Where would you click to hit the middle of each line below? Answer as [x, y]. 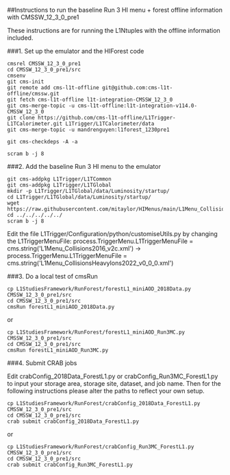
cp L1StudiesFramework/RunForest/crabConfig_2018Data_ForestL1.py [104, 404]
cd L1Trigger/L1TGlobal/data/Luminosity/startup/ [79, 197]
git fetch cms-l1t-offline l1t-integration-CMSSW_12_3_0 [90, 100]
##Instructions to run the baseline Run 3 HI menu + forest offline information [115, 10]
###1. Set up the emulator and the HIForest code [76, 51]
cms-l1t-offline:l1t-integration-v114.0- [137, 106]
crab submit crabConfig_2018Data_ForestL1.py [73, 421]
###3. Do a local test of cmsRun [52, 276]
